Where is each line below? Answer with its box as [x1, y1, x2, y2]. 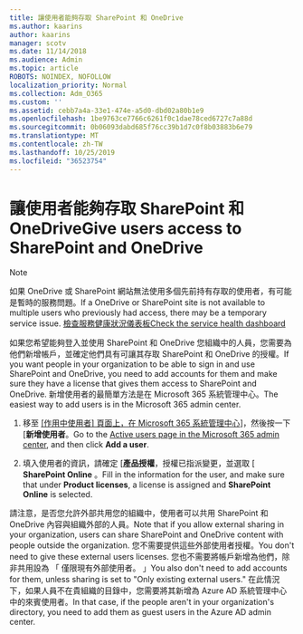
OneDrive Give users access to [9, 218, 242, 238]
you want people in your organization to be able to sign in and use [9, 359, 256, 370]
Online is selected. [22, 489, 93, 500]
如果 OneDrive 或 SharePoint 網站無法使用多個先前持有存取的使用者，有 [9, 286, 277, 297]
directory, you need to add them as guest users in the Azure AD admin [9, 607, 271, 618]
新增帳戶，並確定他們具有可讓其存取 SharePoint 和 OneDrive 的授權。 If [24, 349, 289, 360]
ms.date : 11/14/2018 [9, 47, 88, 56]
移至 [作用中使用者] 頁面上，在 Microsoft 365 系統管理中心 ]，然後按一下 [22, 418, 291, 428]
